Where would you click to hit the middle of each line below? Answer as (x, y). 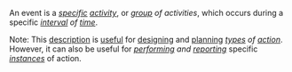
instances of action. (45, 58)
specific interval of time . (54, 22)
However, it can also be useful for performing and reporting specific (134, 49)
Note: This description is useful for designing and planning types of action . (146, 40)
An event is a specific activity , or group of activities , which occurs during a (146, 13)
